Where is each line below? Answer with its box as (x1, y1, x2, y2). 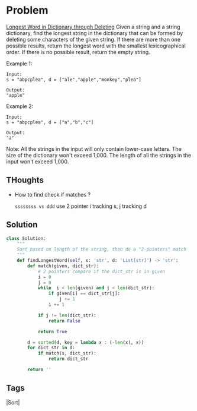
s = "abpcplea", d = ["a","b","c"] (6, 119, 94, 125)
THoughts (6, 175, 44, 185)
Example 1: (6, 60, 33, 67)
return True (37, 328, 67, 334)
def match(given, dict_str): (27, 263, 99, 269)
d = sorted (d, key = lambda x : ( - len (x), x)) (27, 339, 144, 345)
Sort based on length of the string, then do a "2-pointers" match (17, 246, 186, 252)
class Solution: (6, 235, 46, 241)
